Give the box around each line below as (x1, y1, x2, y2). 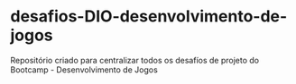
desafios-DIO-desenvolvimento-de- (10, 6, 288, 27)
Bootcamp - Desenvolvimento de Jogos (10, 64, 159, 75)
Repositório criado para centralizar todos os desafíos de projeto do (10, 55, 260, 65)
